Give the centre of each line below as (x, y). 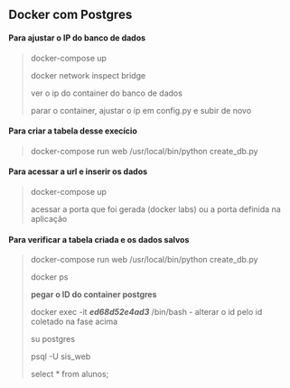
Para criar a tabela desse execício (73, 131)
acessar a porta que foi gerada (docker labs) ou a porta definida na (155, 209)
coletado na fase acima (74, 322)
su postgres (53, 339)
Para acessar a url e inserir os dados (78, 171)
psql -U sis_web (61, 356)
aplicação (49, 219)
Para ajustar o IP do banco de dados (77, 37)
